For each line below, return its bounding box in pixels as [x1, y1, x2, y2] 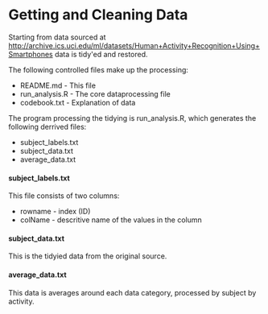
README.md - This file [19, 81, 97, 90]
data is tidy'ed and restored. [55, 49, 148, 59]
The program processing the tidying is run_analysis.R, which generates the [8, 113, 257, 122]
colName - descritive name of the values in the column [19, 215, 203, 225]
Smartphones [8, 49, 54, 59]
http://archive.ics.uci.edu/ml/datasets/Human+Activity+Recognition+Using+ [8, 40, 260, 50]
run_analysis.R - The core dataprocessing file [19, 89, 171, 98]
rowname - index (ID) [19, 207, 91, 217]
